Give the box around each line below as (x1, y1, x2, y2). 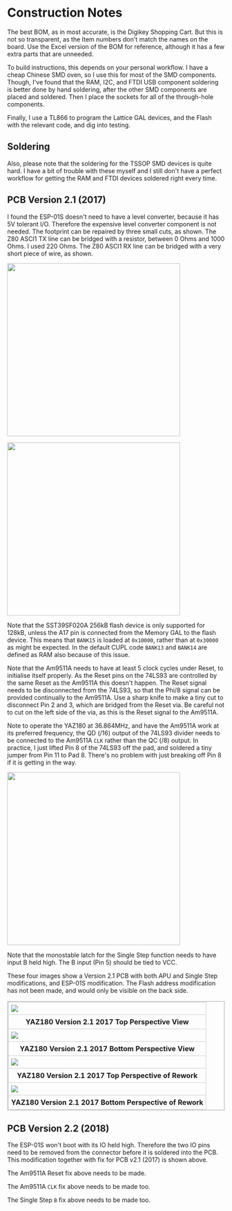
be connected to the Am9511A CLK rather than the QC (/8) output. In (7, 736, 199, 744)
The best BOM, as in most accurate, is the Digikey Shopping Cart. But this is (7, 28, 223, 36)
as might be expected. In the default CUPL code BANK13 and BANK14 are (7, 643, 208, 652)
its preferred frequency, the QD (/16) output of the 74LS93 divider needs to (7, 728, 220, 737)
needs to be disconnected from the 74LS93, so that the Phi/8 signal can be (7, 685, 221, 694)
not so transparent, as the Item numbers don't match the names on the (7, 35, 209, 43)
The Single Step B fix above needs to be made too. (7, 1196, 151, 1204)
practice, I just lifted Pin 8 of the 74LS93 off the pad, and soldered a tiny (7, 743, 212, 752)
